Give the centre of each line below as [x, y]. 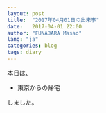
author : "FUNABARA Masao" [44, 33]
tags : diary [24, 53]
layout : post [26, 14]
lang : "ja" [23, 40]
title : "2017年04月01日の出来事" [53, 20]
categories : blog [32, 46]
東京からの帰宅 [38, 87]
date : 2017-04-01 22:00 [44, 26]
